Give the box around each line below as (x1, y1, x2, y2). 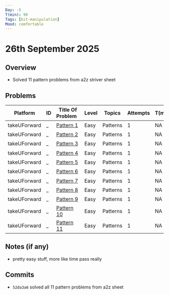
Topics (104, 110, 121, 117)
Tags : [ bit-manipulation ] (5, 17, 59, 22)
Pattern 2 (56, 131, 78, 138)
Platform (14, 110, 35, 117)
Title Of (58, 107, 77, 114)
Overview (5, 63, 37, 72)
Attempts (127, 110, 150, 117)
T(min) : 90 (5, 12, 28, 17)
